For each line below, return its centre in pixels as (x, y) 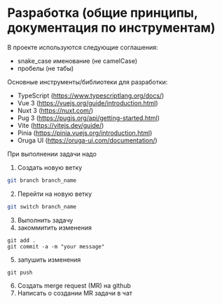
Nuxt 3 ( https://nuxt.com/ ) (55, 110)
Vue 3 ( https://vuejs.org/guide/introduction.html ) (88, 103)
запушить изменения (49, 259)
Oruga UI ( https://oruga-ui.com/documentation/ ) (87, 140)
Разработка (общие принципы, (103, 13)
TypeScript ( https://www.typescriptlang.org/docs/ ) (91, 95)
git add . (22, 240)
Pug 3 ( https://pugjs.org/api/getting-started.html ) (88, 118)
